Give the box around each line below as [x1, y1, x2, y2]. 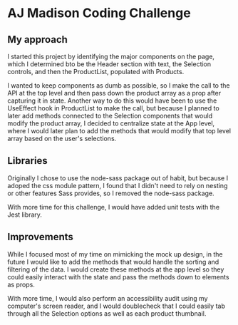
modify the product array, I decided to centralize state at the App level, [7, 119, 215, 128]
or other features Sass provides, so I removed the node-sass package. [7, 189, 215, 197]
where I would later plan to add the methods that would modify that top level [7, 127, 232, 135]
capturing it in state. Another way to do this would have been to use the [7, 96, 217, 105]
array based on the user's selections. [7, 134, 117, 143]
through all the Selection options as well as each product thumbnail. [7, 309, 207, 318]
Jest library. [7, 210, 43, 219]
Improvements [7, 231, 73, 243]
